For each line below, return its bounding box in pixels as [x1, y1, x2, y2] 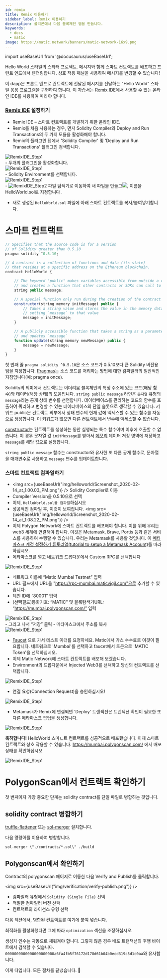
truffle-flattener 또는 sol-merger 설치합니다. [5, 824, 93, 830]
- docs [9, 30, 23, 35]
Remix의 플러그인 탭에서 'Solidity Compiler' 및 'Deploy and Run [12, 138, 139, 144]
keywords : [5, 26, 26, 31]
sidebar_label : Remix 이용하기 [5, 16, 66, 21]
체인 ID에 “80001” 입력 [12, 593, 58, 599]
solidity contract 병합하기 [5, 810, 83, 818]
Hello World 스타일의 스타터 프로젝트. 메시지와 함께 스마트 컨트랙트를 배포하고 [5, 63, 157, 70]
